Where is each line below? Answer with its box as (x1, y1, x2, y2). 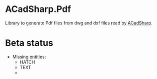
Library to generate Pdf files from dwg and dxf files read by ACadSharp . (5, 20, 153, 26)
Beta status (5, 37, 54, 49)
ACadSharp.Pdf (5, 3, 71, 15)
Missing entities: (12, 54, 46, 60)
